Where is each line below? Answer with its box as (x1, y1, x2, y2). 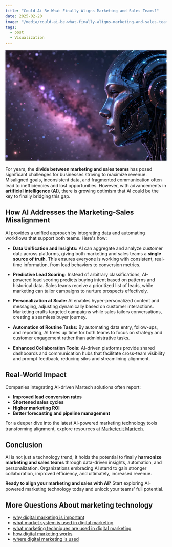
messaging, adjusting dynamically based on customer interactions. (12, 303, 154, 309)
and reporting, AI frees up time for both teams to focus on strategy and (12, 329, 163, 335)
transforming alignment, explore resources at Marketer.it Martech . (5, 426, 144, 432)
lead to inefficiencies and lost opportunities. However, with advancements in (5, 182, 166, 188)
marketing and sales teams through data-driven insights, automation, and (5, 459, 162, 466)
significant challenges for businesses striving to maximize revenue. (5, 171, 147, 177)
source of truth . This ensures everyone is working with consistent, (12, 256, 154, 262)
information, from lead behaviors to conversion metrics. (23, 261, 141, 268)
